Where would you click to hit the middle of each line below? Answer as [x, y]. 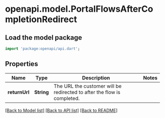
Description [96, 78]
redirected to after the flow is [87, 92]
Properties [22, 64]
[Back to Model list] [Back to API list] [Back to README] [61, 110]
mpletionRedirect [41, 19]
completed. [67, 98]
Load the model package [44, 37]
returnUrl [18, 92]
